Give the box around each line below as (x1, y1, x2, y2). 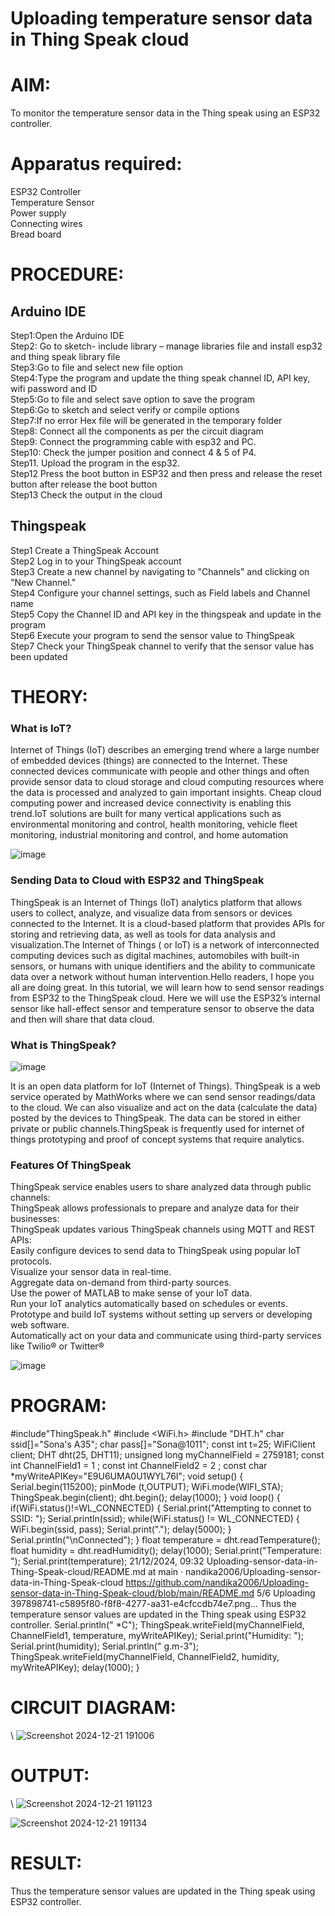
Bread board (10, 228, 62, 241)
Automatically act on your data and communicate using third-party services (10, 1330, 322, 1342)
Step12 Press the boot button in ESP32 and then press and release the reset (10, 468, 323, 480)
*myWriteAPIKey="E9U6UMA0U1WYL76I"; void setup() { (10, 1470, 244, 1482)
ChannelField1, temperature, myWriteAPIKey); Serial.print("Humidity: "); (10, 1630, 305, 1642)
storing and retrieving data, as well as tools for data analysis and (10, 928, 276, 940)
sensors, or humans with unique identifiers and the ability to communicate (10, 960, 316, 972)
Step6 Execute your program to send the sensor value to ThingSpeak (10, 629, 295, 641)
